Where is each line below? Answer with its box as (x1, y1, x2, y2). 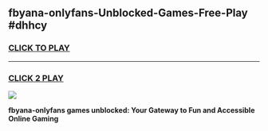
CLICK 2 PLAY (8, 72, 64, 83)
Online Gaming (8, 114, 59, 123)
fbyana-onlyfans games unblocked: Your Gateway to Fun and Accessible (8, 105, 255, 114)
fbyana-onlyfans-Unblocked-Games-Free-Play (8, 6, 249, 20)
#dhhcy (8, 19, 48, 33)
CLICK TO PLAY (8, 43, 70, 54)
